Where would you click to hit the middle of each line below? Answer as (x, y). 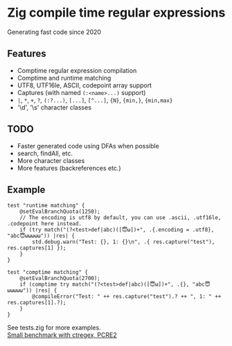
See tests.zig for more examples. (54, 328)
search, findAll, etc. (45, 153)
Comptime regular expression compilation (77, 70)
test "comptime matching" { (48, 273)
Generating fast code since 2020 (54, 32)
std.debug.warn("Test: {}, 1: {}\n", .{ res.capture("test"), (124, 242)
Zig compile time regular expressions (116, 13)
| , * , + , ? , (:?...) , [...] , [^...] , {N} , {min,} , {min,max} (95, 100)
